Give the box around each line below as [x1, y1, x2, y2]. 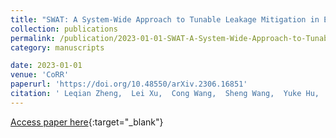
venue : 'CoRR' [10, 70, 70, 80]
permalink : [10, 33, 56, 43]
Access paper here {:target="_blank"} [10, 116, 164, 128]
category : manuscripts [10, 42, 105, 53]
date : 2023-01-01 [10, 61, 83, 71]
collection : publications [10, 24, 118, 34]
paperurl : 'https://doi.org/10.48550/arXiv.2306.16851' [10, 79, 248, 90]
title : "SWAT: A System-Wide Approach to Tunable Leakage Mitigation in [10, 14, 320, 25]
